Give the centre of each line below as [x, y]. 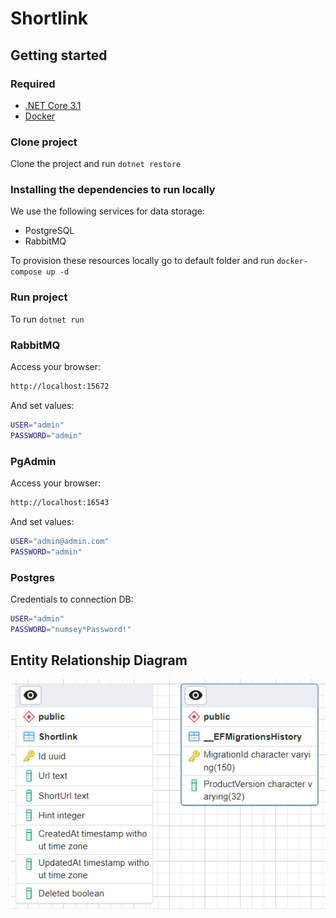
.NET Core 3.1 [53, 105]
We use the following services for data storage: [107, 211]
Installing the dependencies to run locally [113, 190]
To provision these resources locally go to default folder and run [142, 261]
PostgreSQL [49, 231]
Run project [39, 297]
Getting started [59, 55]
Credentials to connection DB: [72, 599]
